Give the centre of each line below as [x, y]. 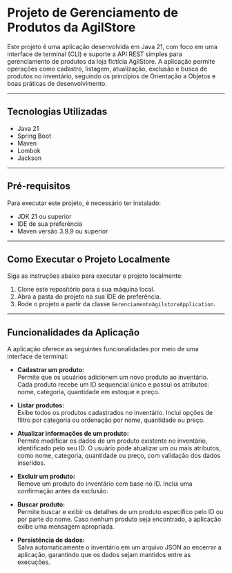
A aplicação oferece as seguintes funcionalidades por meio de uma [103, 349]
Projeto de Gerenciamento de [93, 13]
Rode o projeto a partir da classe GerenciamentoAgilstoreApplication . [116, 304]
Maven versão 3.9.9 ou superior [62, 231]
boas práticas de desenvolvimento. [57, 83]
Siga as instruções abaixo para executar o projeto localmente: [95, 276]
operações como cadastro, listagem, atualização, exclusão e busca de [107, 69]
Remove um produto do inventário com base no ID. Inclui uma [105, 484]
